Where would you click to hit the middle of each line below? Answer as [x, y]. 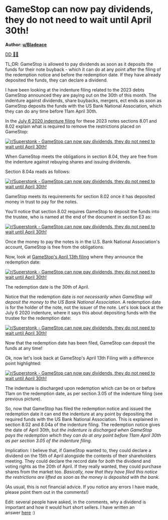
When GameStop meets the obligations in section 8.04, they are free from [81, 156]
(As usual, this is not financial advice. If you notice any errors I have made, [82, 487]
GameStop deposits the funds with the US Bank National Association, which [83, 106]
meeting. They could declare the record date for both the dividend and [78, 461]
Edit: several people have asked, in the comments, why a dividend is [76, 502]
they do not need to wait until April [78, 20]
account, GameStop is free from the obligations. [55, 247]
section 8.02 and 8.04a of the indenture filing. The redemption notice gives [83, 424]
